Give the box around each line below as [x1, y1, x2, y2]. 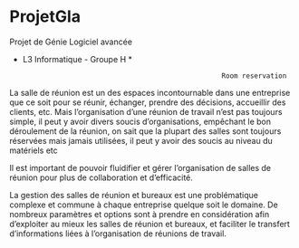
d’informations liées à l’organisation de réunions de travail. [9, 228, 227, 239]
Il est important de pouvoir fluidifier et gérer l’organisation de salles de [9, 162, 272, 173]
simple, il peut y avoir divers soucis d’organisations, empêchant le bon [9, 116, 272, 127]
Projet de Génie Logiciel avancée [9, 36, 133, 47]
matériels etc [9, 145, 59, 156]
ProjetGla [9, 6, 82, 27]
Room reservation [221, 71, 287, 81]
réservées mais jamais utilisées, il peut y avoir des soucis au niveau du [9, 135, 274, 146]
